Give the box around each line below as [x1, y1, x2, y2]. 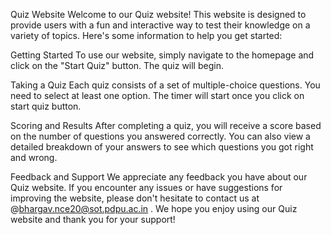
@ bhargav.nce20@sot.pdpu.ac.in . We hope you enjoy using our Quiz [10, 203, 298, 214]
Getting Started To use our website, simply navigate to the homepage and [10, 49, 315, 61]
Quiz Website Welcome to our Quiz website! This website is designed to [10, 9, 307, 20]
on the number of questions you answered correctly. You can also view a [10, 130, 311, 142]
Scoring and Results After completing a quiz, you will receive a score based [10, 120, 322, 131]
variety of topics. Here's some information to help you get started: [10, 30, 283, 41]
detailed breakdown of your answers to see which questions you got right [10, 141, 314, 153]
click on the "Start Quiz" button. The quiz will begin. [10, 60, 224, 71]
